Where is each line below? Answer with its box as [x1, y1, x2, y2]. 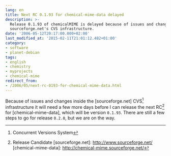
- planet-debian [5, 50, 40, 55]
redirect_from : [5, 78, 38, 83]
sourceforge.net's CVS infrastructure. [10, 26, 95, 32]
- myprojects [5, 69, 33, 74]
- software [5, 45, 28, 50]
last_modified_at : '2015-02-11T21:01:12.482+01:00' [5, 36, 117, 41]
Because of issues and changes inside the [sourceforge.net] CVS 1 [5, 97, 144, 104]
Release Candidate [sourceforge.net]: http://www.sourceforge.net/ [12, 139, 153, 145]
